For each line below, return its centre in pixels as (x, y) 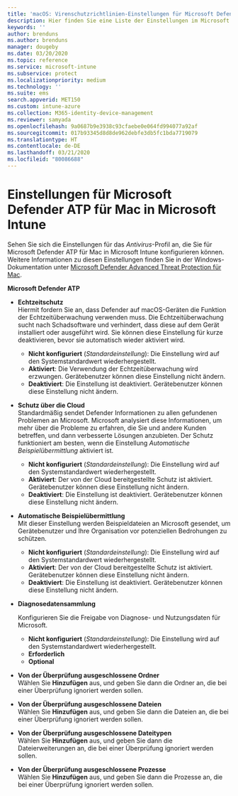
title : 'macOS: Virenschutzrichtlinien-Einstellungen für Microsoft (110, 14)
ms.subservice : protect (42, 73)
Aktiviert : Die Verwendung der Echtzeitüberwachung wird (113, 369)
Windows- (209, 259)
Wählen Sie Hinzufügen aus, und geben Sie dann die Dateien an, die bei (123, 711)
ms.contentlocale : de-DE (44, 146)
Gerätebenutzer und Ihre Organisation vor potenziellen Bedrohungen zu (122, 531)
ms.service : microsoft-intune (52, 67)
